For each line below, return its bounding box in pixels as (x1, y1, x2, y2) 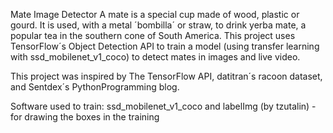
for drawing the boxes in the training (10, 111, 160, 123)
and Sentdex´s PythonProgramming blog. (10, 81, 180, 93)
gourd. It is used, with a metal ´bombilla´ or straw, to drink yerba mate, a (10, 19, 307, 31)
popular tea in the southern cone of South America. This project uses (10, 30, 296, 41)
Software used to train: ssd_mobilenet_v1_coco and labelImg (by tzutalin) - (10, 100, 317, 112)
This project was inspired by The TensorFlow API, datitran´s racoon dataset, (10, 70, 323, 82)
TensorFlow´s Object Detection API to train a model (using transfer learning (10, 40, 320, 52)
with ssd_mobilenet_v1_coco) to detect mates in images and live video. (10, 51, 301, 63)
